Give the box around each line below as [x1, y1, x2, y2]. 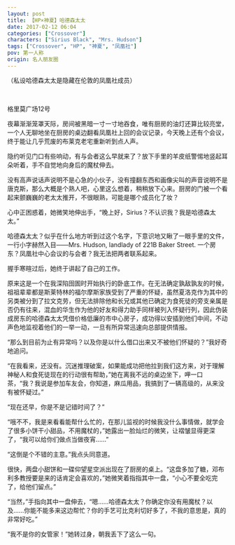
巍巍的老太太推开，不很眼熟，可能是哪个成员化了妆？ [25, 193, 179, 201]
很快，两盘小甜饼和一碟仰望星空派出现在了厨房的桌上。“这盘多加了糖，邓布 [7, 464, 225, 473]
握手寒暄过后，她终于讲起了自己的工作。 [7, 264, 124, 272]
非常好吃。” [7, 515, 38, 523]
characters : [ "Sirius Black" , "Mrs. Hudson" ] [7, 36, 142, 43]
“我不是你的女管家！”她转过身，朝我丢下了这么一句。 [7, 530, 160, 538]
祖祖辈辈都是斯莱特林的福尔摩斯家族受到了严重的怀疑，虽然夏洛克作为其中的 [7, 288, 228, 296]
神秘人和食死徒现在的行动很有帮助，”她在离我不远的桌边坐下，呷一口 [7, 370, 204, 379]
